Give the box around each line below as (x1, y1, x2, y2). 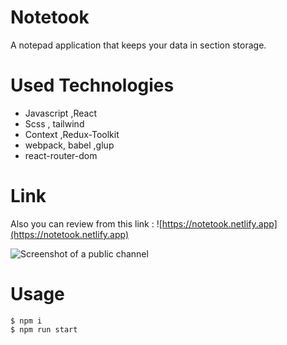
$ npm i (10, 316, 43, 326)
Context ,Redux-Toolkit (24, 128, 120, 140)
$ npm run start (10, 324, 78, 335)
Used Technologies (10, 74, 175, 97)
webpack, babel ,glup (24, 139, 115, 151)
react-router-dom (24, 149, 98, 161)
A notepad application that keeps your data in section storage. (10, 39, 267, 51)
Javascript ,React (24, 107, 97, 119)
